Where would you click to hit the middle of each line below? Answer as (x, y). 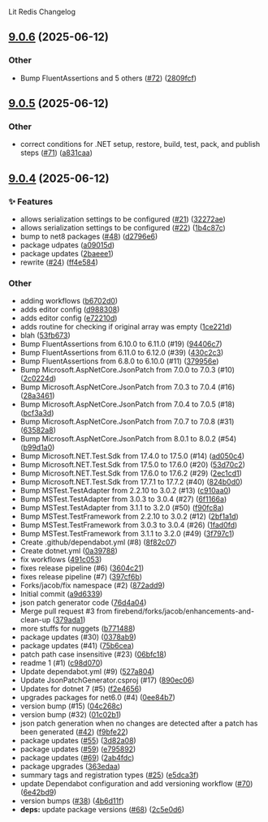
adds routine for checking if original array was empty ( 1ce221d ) (126, 327)
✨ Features (31, 201)
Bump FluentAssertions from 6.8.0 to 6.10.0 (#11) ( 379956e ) (119, 361)
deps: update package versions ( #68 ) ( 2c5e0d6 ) (102, 810)
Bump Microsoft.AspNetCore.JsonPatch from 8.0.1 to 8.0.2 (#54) (128, 439)
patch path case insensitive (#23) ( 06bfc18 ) (93, 654)
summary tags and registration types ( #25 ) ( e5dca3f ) (109, 775)
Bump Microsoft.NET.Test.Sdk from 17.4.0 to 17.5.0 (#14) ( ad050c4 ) (132, 456)
